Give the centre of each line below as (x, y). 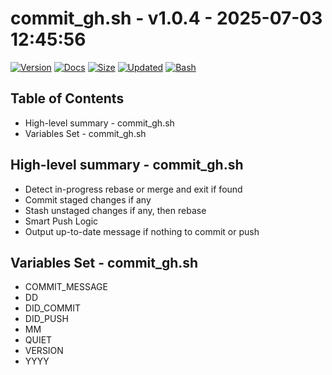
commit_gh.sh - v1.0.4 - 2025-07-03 (166, 18)
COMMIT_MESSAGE (66, 287)
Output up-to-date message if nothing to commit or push (142, 231)
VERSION (44, 351)
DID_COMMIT (53, 308)
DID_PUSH (46, 319)
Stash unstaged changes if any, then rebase (115, 210)
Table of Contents (67, 98)
